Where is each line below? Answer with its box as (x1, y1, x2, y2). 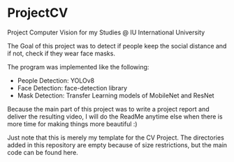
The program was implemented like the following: (7, 62, 149, 71)
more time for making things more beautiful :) (7, 119, 138, 128)
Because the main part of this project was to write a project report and (7, 104, 210, 113)
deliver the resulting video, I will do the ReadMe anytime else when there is (7, 112, 223, 121)
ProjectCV (7, 5, 68, 21)
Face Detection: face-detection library (17, 83, 128, 92)
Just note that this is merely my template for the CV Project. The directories (7, 133, 225, 142)
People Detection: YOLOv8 (17, 76, 95, 85)
